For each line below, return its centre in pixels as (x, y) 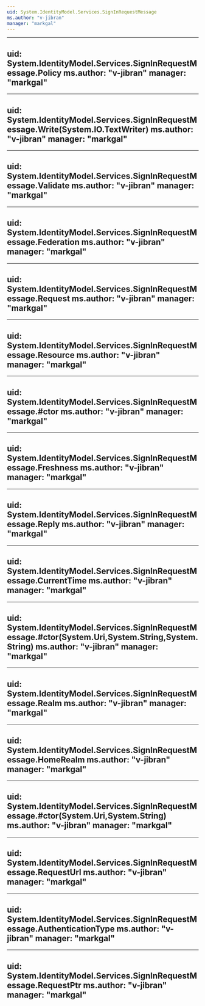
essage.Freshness (43, 468)
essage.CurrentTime (47, 581)
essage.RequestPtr (44, 985)
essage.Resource (41, 355)
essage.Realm (35, 703)
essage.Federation (43, 242)
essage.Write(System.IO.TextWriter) (78, 129)
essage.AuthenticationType (61, 929)
